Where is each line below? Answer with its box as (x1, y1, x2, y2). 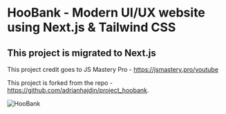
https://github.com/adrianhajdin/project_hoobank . (7, 86, 149, 94)
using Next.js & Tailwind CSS (7, 19, 176, 35)
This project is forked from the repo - (7, 79, 113, 87)
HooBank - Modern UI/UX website (7, 5, 206, 21)
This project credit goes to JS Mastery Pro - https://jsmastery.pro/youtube (7, 66, 219, 73)
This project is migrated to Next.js (7, 47, 157, 59)
